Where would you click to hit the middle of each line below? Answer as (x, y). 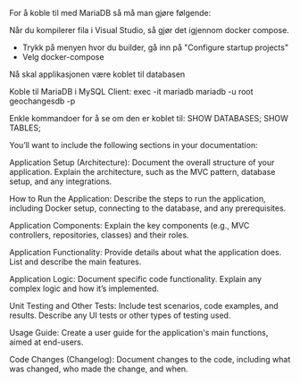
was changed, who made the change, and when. (99, 369)
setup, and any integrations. (61, 181)
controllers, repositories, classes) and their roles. (99, 235)
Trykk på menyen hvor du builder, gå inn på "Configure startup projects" (155, 47)
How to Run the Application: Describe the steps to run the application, (137, 199)
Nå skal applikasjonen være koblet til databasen (97, 74)
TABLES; (25, 128)
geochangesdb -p (42, 101)
